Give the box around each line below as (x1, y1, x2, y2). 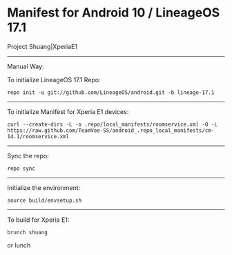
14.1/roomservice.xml (7, 133, 70, 140)
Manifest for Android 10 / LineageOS (7, 5, 220, 21)
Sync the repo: (7, 151, 50, 160)
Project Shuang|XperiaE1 (7, 42, 78, 50)
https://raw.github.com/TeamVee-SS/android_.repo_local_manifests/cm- (7, 126, 215, 134)
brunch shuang (7, 229, 48, 236)
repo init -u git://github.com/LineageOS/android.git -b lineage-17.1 (7, 88, 215, 96)
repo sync (7, 164, 36, 172)
